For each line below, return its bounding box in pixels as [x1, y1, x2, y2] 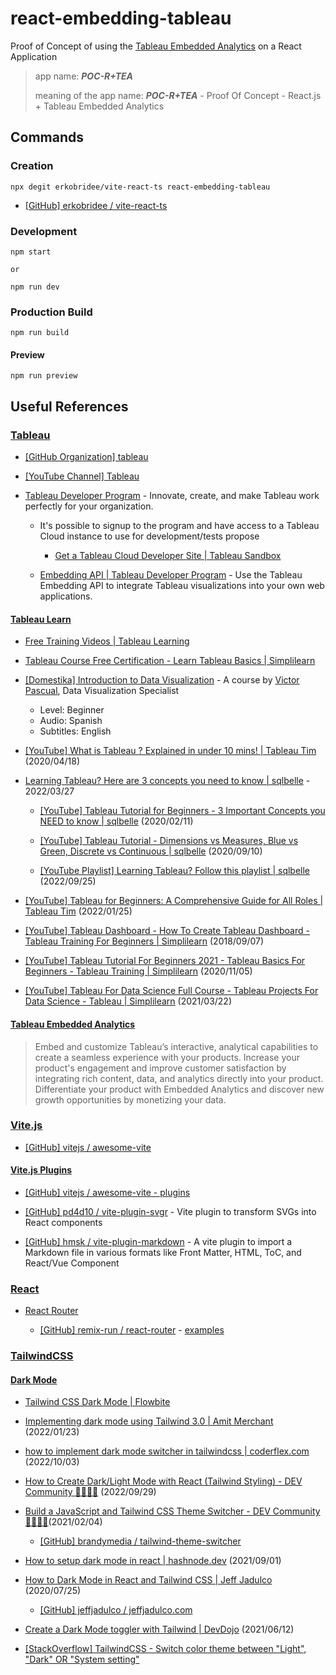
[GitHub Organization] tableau [24, 451, 149, 463]
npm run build [10, 328, 70, 338]
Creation [10, 159, 54, 173]
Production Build [10, 305, 93, 319]
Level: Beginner [39, 704, 105, 716]
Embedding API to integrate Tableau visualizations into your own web [39, 580, 325, 592]
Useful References [10, 398, 129, 415]
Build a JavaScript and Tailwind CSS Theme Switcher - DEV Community [24, 1505, 321, 1517]
